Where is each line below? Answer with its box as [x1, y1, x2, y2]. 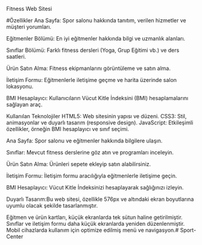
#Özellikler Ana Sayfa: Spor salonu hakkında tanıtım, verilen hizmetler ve [6, 17, 186, 24]
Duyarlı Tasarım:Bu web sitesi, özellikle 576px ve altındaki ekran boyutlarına [6, 196, 194, 203]
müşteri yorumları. [6, 24, 52, 30]
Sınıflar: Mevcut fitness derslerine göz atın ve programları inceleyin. [6, 149, 174, 156]
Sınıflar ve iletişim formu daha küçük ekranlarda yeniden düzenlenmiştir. [6, 220, 185, 227]
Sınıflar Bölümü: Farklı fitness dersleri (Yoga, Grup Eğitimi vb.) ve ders [6, 46, 180, 54]
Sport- [180, 226, 197, 234]
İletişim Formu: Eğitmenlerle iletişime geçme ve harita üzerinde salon [6, 77, 177, 83]
